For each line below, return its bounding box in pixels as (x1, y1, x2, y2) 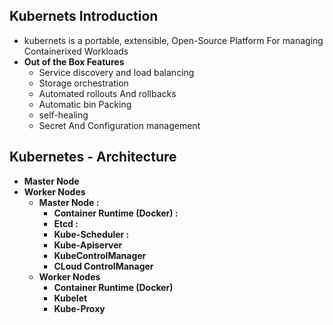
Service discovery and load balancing (38, 66, 195, 78)
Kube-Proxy (53, 302, 106, 314)
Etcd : (53, 217, 79, 229)
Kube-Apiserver (53, 239, 123, 251)
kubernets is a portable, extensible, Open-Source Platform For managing (23, 34, 324, 46)
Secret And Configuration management (38, 119, 201, 131)
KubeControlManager (53, 249, 147, 261)
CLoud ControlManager (53, 260, 154, 272)
